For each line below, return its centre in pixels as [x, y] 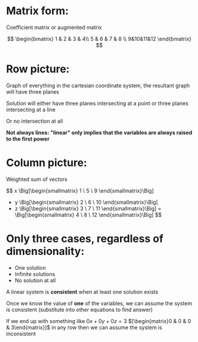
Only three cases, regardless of [85, 239]
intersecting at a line [31, 109]
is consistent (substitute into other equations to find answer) [79, 309]
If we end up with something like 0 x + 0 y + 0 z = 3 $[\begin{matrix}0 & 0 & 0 [99, 321]
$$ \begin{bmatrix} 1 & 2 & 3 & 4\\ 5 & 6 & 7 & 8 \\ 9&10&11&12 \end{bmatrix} [99, 39]
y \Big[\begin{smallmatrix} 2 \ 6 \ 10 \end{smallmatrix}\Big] [86, 202]
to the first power [28, 139]
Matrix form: [38, 11]
